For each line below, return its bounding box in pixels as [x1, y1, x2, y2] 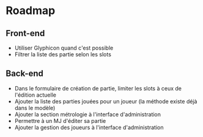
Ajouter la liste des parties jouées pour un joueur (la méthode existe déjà [14, 97, 197, 105]
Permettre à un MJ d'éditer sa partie [14, 117, 106, 124]
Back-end [6, 68, 44, 79]
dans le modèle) [14, 104, 56, 111]
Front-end [6, 28, 45, 39]
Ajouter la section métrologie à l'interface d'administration [14, 111, 161, 118]
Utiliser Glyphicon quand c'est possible [14, 44, 114, 51]
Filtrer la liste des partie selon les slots [14, 51, 111, 58]
